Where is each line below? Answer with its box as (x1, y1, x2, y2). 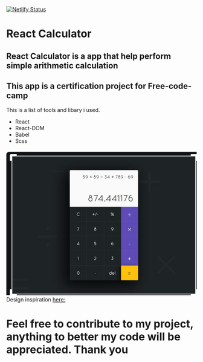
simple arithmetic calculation (6, 61, 118, 71)
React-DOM (14, 125, 45, 132)
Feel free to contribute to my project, (6, 317, 194, 331)
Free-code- (147, 81, 192, 91)
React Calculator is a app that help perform (6, 51, 171, 61)
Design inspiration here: (6, 296, 66, 303)
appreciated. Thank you (6, 343, 129, 357)
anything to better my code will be (6, 330, 181, 344)
